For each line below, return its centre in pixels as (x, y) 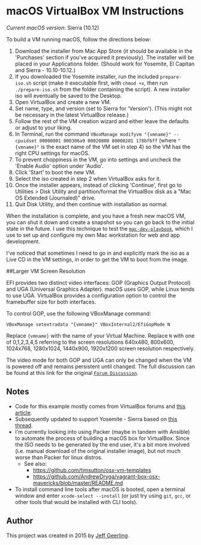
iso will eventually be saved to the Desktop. (68, 96)
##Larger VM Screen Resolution (46, 271)
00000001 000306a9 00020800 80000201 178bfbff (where (108, 140)
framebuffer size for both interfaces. (51, 302)
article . (23, 412)
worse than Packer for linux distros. (59, 457)
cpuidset (26, 141)
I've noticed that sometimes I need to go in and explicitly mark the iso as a (98, 253)
